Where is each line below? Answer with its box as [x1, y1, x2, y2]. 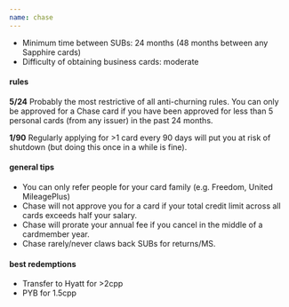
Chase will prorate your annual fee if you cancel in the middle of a [21, 219, 263, 231]
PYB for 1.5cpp [21, 287, 77, 298]
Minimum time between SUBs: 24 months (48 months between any [21, 37, 269, 48]
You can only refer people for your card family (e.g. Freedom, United [21, 182, 274, 193]
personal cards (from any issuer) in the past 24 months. [9, 114, 213, 125]
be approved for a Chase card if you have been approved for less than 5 [9, 106, 274, 116]
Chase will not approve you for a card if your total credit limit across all [21, 201, 282, 211]
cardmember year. [21, 229, 91, 240]
